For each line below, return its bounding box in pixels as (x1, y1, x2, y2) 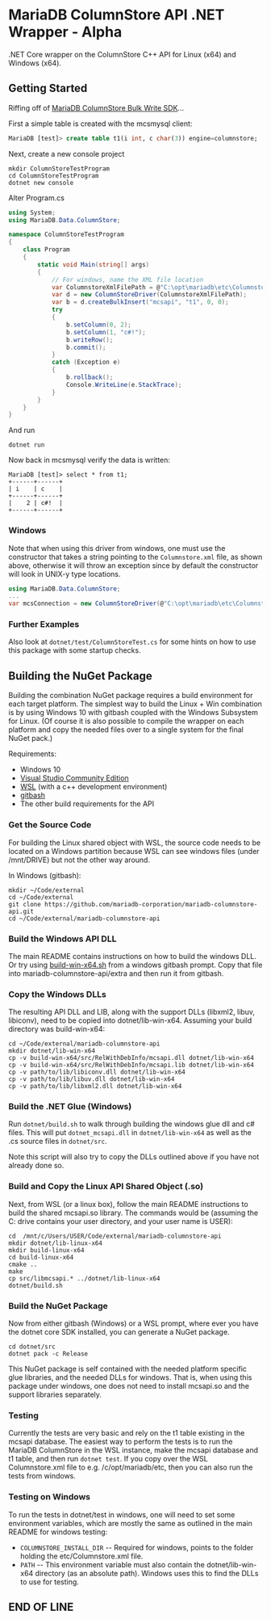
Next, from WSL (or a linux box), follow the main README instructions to (8, 1199, 248, 1209)
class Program (23, 246, 70, 254)
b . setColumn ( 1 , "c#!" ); (65, 328, 147, 336)
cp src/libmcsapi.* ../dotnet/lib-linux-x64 (8, 1274, 161, 1282)
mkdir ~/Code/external (8, 886, 85, 894)
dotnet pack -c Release (8, 1350, 89, 1358)
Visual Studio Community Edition (19, 773, 129, 783)
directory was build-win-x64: (8, 1024, 106, 1034)
